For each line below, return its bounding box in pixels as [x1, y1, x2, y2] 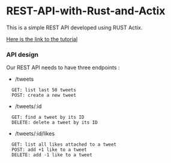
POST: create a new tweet [11, 93, 77, 99]
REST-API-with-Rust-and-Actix [6, 4, 166, 18]
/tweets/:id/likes [14, 130, 55, 137]
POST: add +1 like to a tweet [11, 147, 87, 153]
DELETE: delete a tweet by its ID [11, 119, 98, 126]
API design [6, 50, 39, 59]
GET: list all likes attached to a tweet [11, 142, 117, 147]
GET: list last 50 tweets [11, 87, 77, 93]
